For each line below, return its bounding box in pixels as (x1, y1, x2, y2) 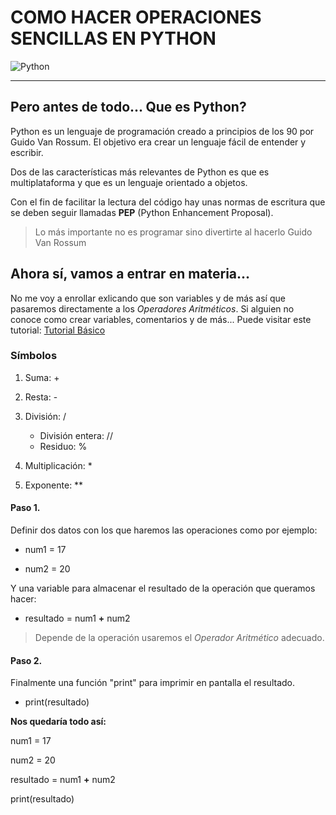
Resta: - (24, 391, 58, 403)
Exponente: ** (24, 479, 84, 491)
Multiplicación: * (24, 459, 93, 471)
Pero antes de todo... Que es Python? (10, 99, 247, 116)
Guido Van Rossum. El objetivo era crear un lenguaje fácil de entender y (10, 136, 307, 148)
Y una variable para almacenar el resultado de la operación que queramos (10, 582, 316, 595)
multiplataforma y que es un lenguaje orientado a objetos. (10, 176, 248, 188)
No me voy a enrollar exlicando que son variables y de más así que (10, 292, 286, 304)
